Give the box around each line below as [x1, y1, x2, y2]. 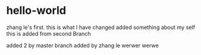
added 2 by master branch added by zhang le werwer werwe [6, 42, 159, 49]
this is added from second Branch [6, 30, 91, 37]
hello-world [6, 4, 67, 18]
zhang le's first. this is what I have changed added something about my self [6, 24, 196, 31]
